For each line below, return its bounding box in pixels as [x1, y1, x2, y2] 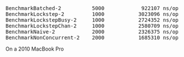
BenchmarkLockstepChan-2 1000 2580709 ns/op [5, 23, 179, 29]
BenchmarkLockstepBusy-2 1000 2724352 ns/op [5, 17, 179, 23]
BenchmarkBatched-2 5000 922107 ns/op [5, 5, 179, 11]
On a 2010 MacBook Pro [5, 45, 64, 52]
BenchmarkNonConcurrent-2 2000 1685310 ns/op [5, 35, 179, 41]
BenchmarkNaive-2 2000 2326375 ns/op [5, 29, 179, 35]
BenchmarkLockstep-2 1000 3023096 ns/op [5, 11, 179, 17]
